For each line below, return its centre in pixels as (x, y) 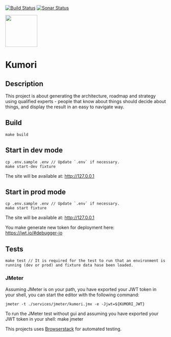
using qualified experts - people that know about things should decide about (86, 101)
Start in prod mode (36, 192)
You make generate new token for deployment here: (60, 228)
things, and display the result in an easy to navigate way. (65, 107)
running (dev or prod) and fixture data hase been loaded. (69, 266)
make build (17, 135)
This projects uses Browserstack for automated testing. (64, 329)
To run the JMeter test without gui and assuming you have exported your (82, 314)
